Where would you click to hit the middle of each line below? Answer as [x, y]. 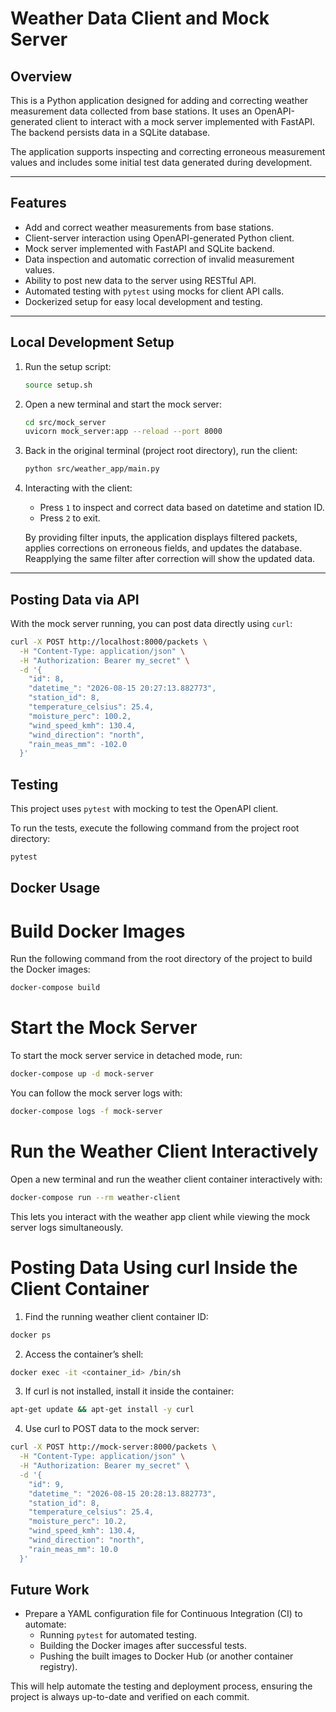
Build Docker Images [98, 931]
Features [38, 203]
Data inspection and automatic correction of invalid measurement [159, 259]
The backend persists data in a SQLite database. [110, 132]
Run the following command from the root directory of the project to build [161, 959]
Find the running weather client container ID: [116, 1316]
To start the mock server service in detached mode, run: [126, 1056]
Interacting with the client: [78, 488]
